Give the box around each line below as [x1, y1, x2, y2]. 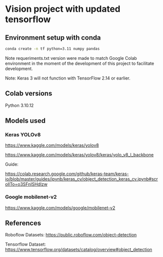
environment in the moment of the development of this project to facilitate [5, 60, 155, 66]
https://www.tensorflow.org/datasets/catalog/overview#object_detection [5, 247, 152, 253]
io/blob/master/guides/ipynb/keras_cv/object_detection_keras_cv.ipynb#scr [5, 176, 158, 182]
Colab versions [5, 89, 53, 98]
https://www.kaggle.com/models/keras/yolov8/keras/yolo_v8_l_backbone [5, 152, 154, 158]
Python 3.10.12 [5, 102, 34, 108]
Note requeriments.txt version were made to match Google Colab [5, 55, 137, 61]
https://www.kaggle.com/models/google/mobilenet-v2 [5, 205, 115, 210]
